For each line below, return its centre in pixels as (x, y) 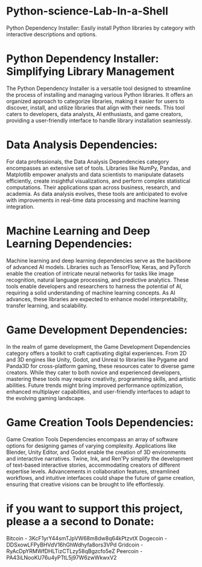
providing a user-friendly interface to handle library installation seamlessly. (99, 120)
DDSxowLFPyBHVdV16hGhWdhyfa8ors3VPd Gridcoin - (75, 545)
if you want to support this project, (95, 508)
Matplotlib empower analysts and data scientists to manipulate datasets (95, 174)
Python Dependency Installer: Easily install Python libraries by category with (101, 28)
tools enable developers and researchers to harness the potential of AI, (94, 286)
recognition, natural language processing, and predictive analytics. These (97, 280)
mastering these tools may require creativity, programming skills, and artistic (101, 378)
